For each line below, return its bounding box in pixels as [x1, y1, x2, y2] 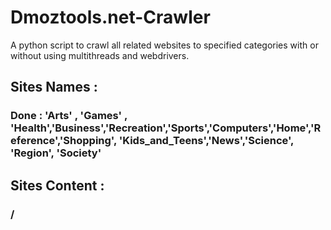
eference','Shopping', [10, 134, 117, 148]
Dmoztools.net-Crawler [10, 6, 211, 29]
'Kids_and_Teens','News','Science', [118, 134, 295, 148]
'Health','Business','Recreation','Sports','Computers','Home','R [10, 121, 322, 135]
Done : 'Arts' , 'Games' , [10, 109, 128, 123]
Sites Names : [10, 79, 98, 96]
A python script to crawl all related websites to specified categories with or [10, 39, 319, 51]
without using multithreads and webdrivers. [10, 49, 190, 61]
